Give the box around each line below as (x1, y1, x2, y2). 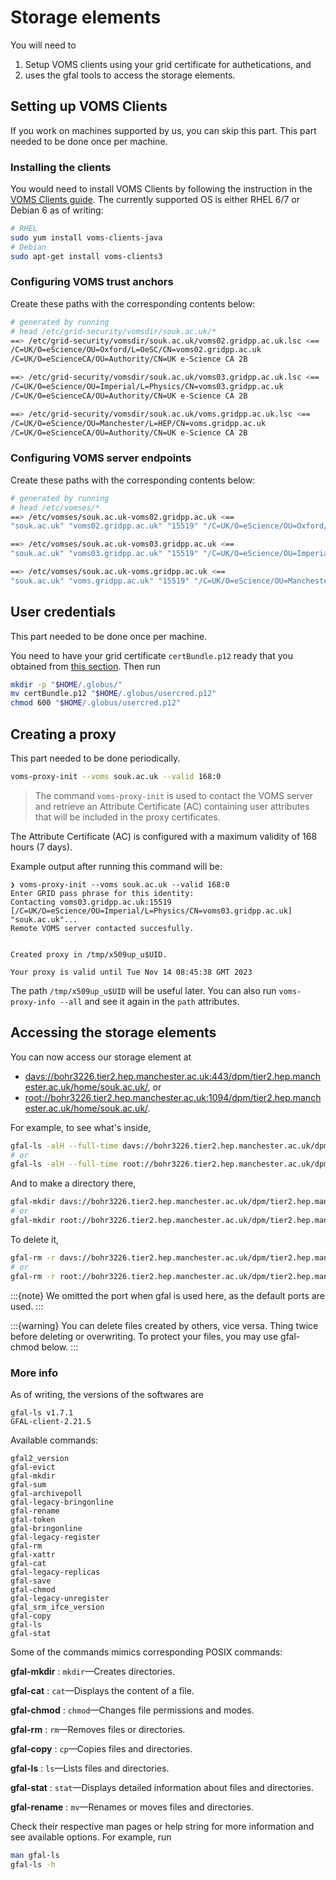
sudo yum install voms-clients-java (10, 232, 163, 243)
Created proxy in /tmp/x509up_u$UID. (10, 949, 168, 960)
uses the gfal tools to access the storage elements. (24, 69, 236, 81)
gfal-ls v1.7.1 (10, 1407, 74, 1418)
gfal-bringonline (10, 1523, 83, 1533)
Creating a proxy (10, 726, 117, 743)
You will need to (10, 39, 77, 51)
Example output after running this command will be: (10, 860, 223, 872)
